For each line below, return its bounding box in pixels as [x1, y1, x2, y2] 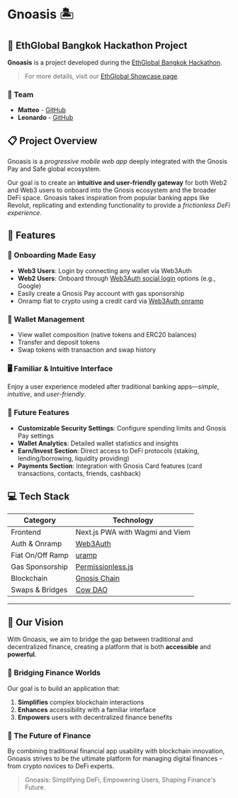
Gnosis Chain [75, 573, 120, 583]
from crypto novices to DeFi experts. [7, 761, 115, 770]
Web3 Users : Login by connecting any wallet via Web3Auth [17, 266, 193, 275]
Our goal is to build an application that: [7, 684, 120, 692]
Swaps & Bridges [11, 584, 68, 594]
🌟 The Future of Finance [7, 731, 91, 741]
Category [23, 515, 57, 525]
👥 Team [7, 89, 34, 99]
